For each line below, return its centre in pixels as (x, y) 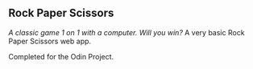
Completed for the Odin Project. (61, 56)
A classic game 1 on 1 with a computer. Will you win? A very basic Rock (126, 32)
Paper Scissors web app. (50, 41)
